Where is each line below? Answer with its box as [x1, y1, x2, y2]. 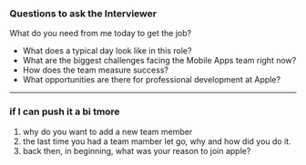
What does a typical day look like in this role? [22, 45, 192, 56]
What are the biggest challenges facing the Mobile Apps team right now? [22, 55, 297, 66]
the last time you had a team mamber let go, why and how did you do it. [22, 135, 291, 147]
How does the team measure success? [22, 64, 168, 75]
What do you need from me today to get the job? [9, 28, 192, 39]
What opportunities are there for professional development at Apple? [22, 74, 280, 85]
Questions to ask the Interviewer [9, 7, 158, 20]
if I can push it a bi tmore [9, 105, 120, 118]
